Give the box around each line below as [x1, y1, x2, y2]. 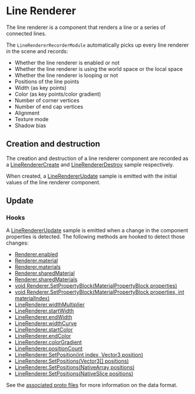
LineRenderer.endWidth [14, 314, 72, 321]
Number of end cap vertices [14, 103, 84, 110]
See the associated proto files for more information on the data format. [6, 382, 178, 389]
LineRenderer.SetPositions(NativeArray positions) [14, 364, 135, 371]
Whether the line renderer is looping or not [14, 71, 118, 79]
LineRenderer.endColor [14, 333, 71, 340]
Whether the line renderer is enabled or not [14, 59, 120, 66]
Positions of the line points [14, 78, 80, 85]
